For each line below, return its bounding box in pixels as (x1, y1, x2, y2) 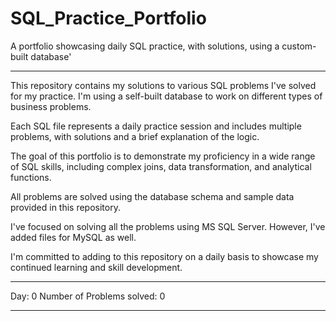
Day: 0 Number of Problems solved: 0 (10, 290, 166, 302)
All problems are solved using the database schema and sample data (10, 190, 295, 202)
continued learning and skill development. (10, 261, 183, 273)
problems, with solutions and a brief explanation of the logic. (10, 130, 260, 142)
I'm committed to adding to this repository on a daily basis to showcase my (10, 250, 319, 262)
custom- (281, 40, 317, 52)
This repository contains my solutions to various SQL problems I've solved (10, 79, 317, 91)
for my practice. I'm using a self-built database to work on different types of (10, 90, 323, 102)
